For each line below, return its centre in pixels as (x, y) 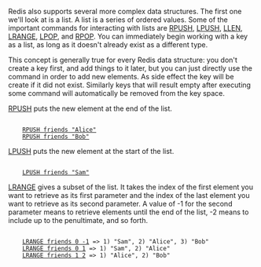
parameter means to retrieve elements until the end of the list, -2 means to (129, 212)
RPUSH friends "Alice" (59, 130)
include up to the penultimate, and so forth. (78, 220)
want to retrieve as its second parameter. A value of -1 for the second (120, 204)
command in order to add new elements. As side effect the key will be (121, 77)
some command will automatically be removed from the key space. (117, 93)
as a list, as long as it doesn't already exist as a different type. (108, 45)
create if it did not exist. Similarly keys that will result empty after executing (130, 85)
